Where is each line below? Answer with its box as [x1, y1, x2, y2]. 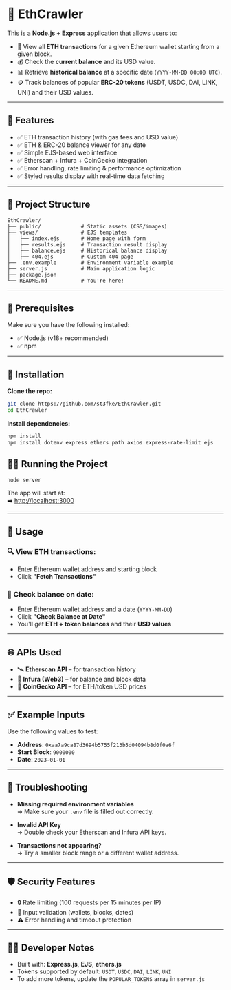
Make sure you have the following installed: [7, 321, 130, 329]
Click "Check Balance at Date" [16, 613, 106, 621]
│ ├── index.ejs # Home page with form [7, 235, 146, 242]
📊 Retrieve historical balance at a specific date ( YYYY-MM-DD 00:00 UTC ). [16, 68, 222, 76]
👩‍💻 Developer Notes [7, 942, 95, 953]
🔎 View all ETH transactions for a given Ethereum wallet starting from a [16, 42, 220, 50]
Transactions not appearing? [16, 841, 102, 849]
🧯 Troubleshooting [7, 782, 88, 793]
